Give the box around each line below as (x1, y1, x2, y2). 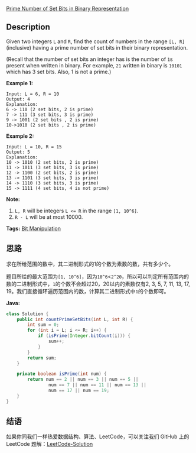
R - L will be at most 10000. (14, 213, 83, 221)
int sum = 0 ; (27, 322, 60, 328)
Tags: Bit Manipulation (6, 225, 61, 232)
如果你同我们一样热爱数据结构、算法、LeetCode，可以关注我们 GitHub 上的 (6, 433, 190, 440)
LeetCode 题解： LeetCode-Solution (6, 441, 93, 448)
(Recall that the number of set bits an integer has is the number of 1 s (6, 56, 173, 63)
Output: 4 (6, 96, 31, 102)
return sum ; (27, 355, 57, 361)
